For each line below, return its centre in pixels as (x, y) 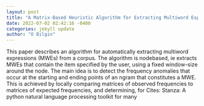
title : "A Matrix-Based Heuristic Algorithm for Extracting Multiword (97, 18)
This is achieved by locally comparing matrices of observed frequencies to (100, 84)
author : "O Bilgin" (31, 35)
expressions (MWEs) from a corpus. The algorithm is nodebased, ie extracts (102, 58)
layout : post (23, 12)
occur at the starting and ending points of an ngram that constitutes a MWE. (101, 78)
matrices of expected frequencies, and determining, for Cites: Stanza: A (96, 90)
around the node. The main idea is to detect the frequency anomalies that (98, 71)
